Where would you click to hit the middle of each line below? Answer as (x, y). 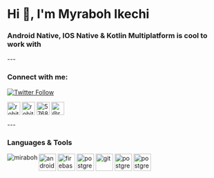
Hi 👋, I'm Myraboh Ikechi (78, 14)
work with (24, 44)
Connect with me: (38, 77)
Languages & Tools (40, 142)
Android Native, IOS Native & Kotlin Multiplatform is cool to (107, 36)
